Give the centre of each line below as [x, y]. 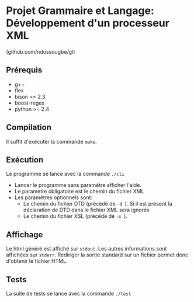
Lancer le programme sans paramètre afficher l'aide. [78, 185]
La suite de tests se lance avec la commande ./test [69, 294]
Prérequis [24, 70]
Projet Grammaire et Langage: [80, 11]
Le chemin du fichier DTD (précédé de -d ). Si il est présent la [98, 204]
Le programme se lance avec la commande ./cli [65, 174]
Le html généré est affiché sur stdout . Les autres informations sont [86, 249]
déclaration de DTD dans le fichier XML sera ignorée [86, 210]
